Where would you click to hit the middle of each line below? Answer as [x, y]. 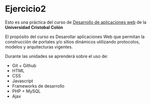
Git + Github [24, 65]
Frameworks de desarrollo [38, 86]
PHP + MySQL [26, 91]
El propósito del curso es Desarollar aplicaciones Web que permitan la [75, 37]
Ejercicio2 [25, 9]
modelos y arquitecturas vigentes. [39, 47]
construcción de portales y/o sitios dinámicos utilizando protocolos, [73, 41]
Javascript [23, 81]
